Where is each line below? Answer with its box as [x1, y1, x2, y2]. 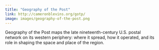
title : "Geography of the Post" [5, 7, 70, 12]
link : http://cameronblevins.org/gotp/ [5, 12, 86, 17]
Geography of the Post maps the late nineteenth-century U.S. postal [5, 30, 141, 35]
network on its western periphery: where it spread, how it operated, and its [5, 34, 155, 40]
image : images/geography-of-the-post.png [5, 16, 90, 21]
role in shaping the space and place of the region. [5, 40, 104, 46]
